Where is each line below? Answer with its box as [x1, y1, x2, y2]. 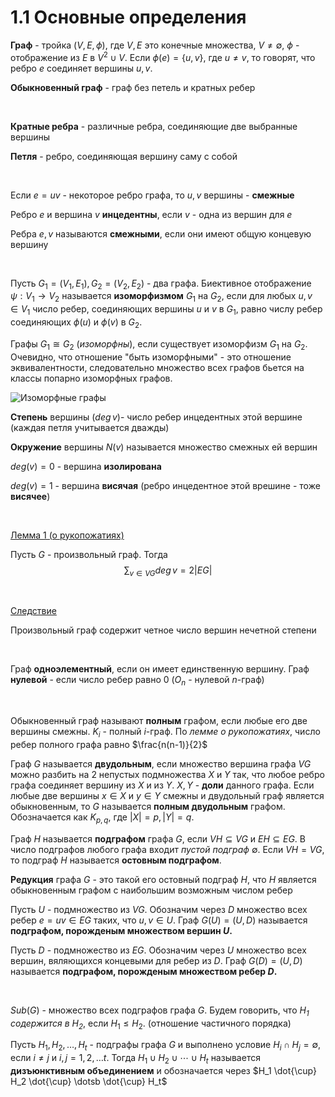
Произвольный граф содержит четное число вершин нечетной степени [10, 624, 317, 636]
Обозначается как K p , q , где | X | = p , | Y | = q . [10, 811, 195, 825]
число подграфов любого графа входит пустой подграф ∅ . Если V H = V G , [10, 843, 325, 855]
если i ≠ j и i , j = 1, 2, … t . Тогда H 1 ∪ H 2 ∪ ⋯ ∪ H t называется [10, 1052, 261, 1066]
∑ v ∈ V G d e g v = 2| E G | [123, 564, 213, 578]
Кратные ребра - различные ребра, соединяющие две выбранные [10, 120, 298, 132]
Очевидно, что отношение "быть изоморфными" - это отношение [10, 351, 292, 363]
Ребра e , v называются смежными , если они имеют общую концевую [10, 227, 312, 240]
